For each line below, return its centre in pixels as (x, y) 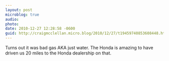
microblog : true (22, 15)
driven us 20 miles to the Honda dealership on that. (58, 53)
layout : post (19, 10)
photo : (12, 24)
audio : (12, 19)
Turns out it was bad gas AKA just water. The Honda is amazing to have (79, 48)
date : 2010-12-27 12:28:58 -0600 (40, 29)
